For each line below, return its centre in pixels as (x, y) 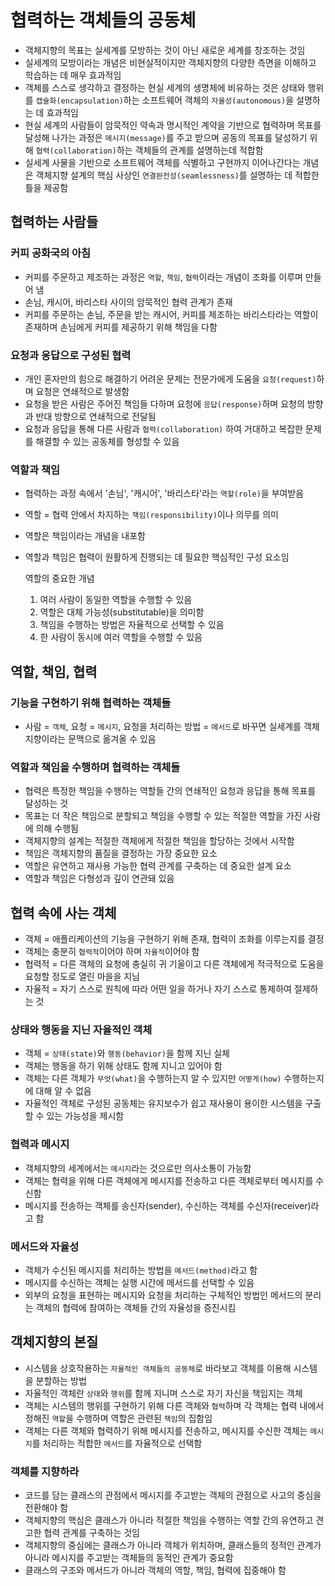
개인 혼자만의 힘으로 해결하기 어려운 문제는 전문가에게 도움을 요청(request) (170, 378)
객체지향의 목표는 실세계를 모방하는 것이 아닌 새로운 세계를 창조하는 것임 (165, 50)
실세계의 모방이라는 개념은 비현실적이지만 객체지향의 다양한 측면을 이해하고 (170, 62)
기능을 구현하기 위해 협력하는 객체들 (91, 703)
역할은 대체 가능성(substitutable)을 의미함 (122, 612)
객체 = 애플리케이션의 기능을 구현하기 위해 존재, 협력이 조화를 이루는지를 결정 (174, 939)
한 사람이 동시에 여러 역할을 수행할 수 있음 (121, 637)
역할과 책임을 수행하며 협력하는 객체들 (95, 767)
